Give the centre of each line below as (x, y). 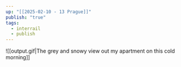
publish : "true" (26, 17)
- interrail (26, 28)
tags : (12, 23)
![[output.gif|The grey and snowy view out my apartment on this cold (90, 51)
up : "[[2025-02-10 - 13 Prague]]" (49, 12)
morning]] (18, 57)
